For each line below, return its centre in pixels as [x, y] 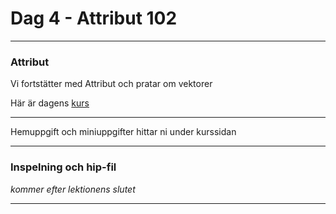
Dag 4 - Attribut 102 [94, 18]
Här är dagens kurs [50, 103]
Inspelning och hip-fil [63, 167]
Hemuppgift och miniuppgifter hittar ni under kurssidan [123, 132]
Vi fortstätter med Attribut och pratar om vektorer [111, 84]
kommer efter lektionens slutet [73, 189]
